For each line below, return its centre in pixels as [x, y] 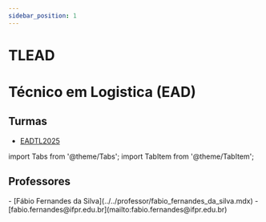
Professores [39, 182]
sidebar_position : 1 [43, 16]
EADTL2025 [40, 140]
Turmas [28, 121]
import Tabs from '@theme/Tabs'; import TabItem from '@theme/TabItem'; [131, 156]
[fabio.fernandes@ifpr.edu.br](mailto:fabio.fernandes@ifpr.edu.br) [118, 209]
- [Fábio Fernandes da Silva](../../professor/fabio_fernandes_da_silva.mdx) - [133, 200]
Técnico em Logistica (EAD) [102, 92]
